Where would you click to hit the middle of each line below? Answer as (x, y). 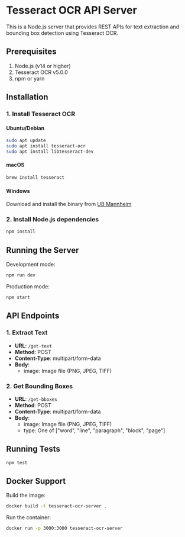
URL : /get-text (33, 345)
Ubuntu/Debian (25, 128)
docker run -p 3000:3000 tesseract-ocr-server (64, 528)
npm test (17, 462)
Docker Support (36, 481)
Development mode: (31, 265)
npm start (18, 298)
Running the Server (43, 250)
